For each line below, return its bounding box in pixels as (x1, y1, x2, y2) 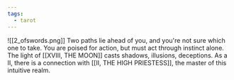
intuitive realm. (7, 66, 51, 74)
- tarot (13, 17, 37, 24)
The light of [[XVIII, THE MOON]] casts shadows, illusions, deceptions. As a (7, 51, 228, 60)
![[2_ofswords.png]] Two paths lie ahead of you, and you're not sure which (7, 36, 225, 44)
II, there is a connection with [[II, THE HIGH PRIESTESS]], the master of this (7, 58, 227, 67)
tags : (7, 10, 23, 18)
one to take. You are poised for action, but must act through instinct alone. (7, 44, 225, 52)
